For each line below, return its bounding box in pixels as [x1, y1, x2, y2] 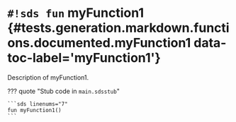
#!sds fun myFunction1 [7, 5, 144, 21]
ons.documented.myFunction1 [7, 35, 191, 51]
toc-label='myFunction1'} [7, 50, 161, 66]
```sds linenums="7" [7, 100, 69, 107]
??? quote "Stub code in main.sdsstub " [7, 87, 120, 95]
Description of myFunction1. [7, 73, 89, 82]
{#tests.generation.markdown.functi [7, 20, 230, 36]
